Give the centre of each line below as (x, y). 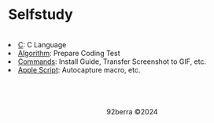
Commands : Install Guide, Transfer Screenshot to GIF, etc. (113, 61)
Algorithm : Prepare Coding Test (69, 53)
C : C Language (42, 44)
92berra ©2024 (132, 111)
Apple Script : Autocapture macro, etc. (79, 69)
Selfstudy (41, 15)
